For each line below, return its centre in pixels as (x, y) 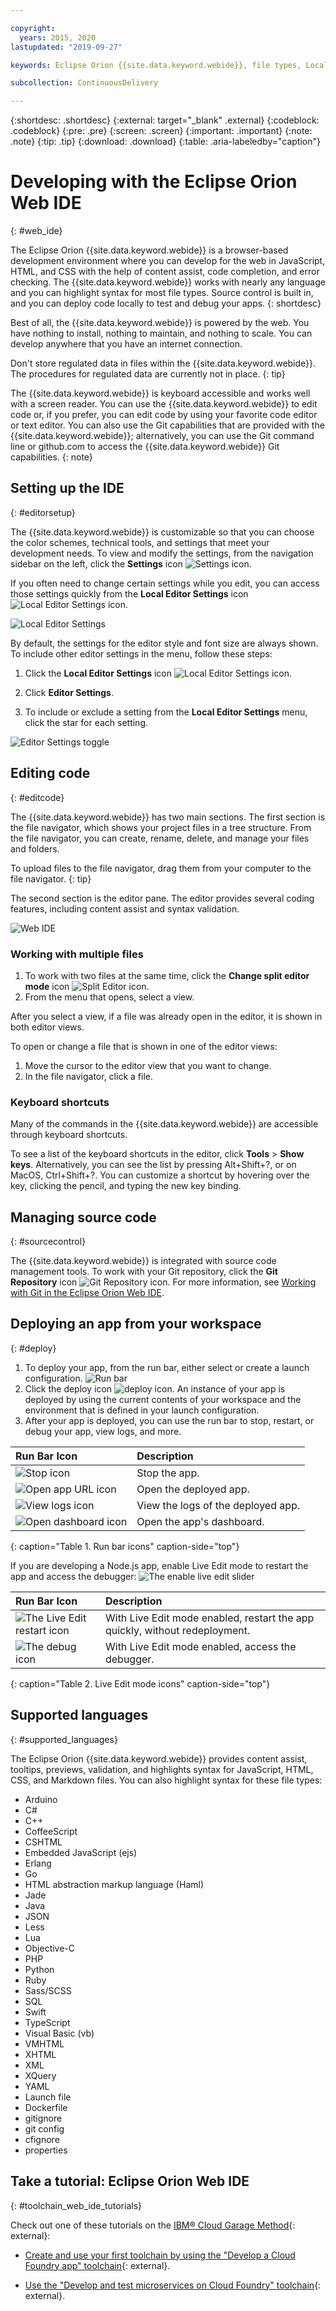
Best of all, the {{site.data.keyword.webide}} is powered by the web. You (160, 323)
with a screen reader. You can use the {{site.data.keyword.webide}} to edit (164, 404)
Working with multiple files (77, 954)
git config (44, 2128)
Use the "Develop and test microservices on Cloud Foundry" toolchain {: (173, 2285)
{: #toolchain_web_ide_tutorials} (76, 2205)
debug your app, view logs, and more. (103, 1431)
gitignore (43, 2118)
